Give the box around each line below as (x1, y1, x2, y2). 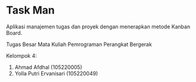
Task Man (6, 4, 55, 17)
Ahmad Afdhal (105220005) (14, 63, 83, 71)
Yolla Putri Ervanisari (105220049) (14, 70, 99, 77)
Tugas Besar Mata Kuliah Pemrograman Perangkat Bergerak (6, 41, 152, 48)
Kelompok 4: (6, 52, 37, 59)
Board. (6, 29, 22, 36)
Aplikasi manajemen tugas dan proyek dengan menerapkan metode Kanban (6, 23, 191, 30)
